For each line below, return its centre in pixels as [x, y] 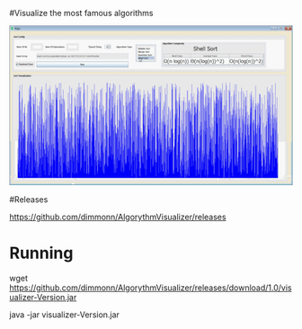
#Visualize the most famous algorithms [82, 13]
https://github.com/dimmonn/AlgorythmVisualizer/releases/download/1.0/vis [151, 288]
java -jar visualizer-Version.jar [64, 315]
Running [41, 253]
